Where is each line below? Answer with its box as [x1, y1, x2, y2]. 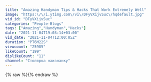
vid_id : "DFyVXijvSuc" [5, 16, 52, 21]
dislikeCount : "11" [5, 53, 46, 59]
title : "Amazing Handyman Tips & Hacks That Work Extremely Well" [5, 7, 146, 12]
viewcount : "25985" [5, 44, 46, 49]
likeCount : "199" [5, 49, 41, 54]
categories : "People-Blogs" [5, 21, 64, 26]
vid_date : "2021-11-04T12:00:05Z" [5, 35, 77, 40]
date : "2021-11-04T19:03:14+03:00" [5, 30, 79, 35]
